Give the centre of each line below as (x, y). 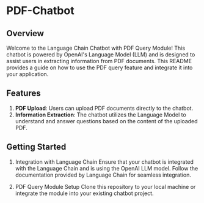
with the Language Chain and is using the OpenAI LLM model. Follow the (107, 168)
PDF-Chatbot (40, 11)
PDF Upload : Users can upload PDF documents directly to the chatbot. (104, 108)
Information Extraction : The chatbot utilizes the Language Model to (100, 115)
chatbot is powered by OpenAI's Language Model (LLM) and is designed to (101, 55)
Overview (25, 33)
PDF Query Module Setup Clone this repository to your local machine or (105, 186)
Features (24, 94)
